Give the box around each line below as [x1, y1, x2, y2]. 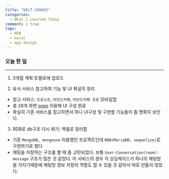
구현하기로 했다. [12, 143, 44, 149]
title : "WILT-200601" [5, 7, 51, 13]
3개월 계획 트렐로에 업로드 [12, 75, 64, 81]
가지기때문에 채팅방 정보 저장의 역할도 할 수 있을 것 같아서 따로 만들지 [18, 162, 153, 168]
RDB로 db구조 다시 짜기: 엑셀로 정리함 [12, 126, 88, 132]
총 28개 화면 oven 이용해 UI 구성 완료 [12, 103, 87, 109]
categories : [5, 12, 30, 17]
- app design [10, 40, 37, 45]
